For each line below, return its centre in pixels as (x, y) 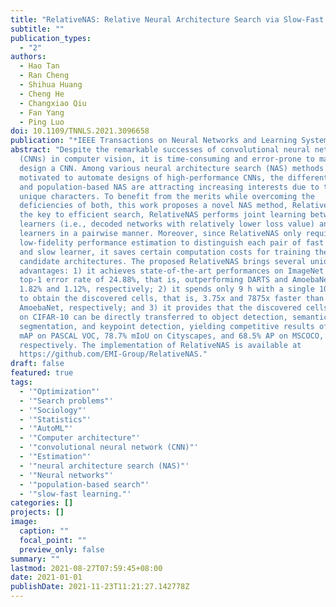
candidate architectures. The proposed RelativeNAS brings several (163, 261)
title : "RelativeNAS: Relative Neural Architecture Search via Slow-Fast (167, 19)
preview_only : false (62, 549)
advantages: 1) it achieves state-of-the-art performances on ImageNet (172, 271)
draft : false (37, 364)
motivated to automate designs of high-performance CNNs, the (151, 177)
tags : (21, 382)
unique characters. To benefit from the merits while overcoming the (167, 196)
